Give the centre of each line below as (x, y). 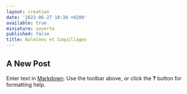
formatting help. (26, 84)
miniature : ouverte (31, 28)
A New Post (28, 64)
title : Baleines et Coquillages (46, 40)
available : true (26, 23)
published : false (28, 34)
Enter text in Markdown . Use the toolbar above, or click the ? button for (94, 78)
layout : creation (28, 12)
